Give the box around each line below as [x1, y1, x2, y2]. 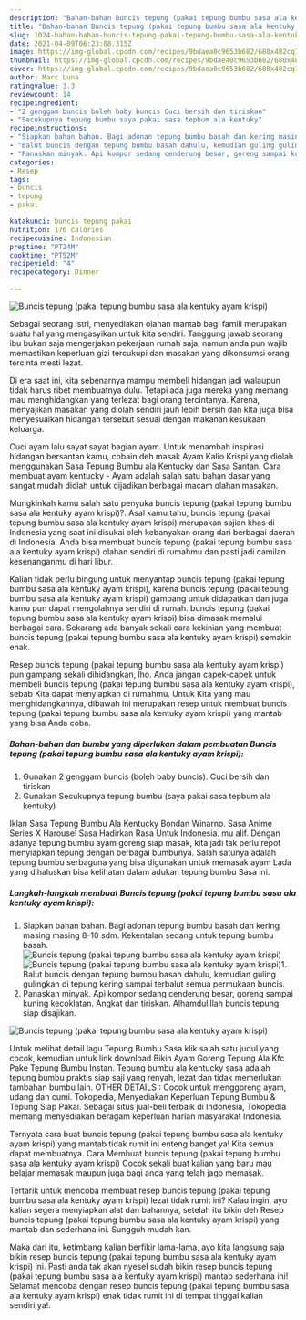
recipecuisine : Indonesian [9, 234, 112, 243]
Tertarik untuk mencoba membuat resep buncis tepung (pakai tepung [9, 1185, 270, 1196]
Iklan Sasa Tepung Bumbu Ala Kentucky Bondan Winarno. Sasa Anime [9, 818, 273, 829]
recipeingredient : [9, 98, 79, 108]
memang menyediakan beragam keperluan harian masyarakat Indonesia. [9, 1111, 282, 1122]
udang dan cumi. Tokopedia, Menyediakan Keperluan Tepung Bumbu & [9, 1091, 276, 1102]
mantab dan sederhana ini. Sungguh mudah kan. [9, 1223, 192, 1234]
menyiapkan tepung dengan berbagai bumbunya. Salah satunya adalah [9, 847, 276, 858]
